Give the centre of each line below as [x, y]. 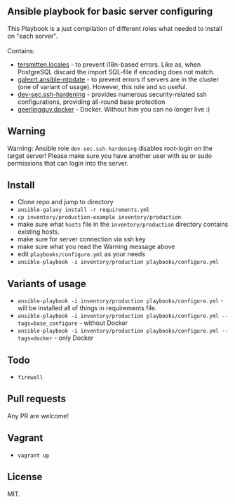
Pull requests [37, 399]
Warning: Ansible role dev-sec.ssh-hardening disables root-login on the [110, 148]
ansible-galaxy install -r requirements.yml [83, 210]
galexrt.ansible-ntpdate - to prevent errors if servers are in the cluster [118, 79]
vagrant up [33, 456]
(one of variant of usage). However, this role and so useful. [102, 86]
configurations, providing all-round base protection [91, 102]
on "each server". [33, 36]
